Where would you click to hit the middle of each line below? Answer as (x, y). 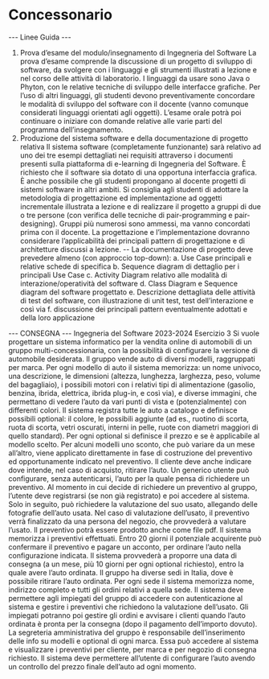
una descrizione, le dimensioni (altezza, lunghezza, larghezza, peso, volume (134, 376)
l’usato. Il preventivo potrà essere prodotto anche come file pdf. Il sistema (130, 529)
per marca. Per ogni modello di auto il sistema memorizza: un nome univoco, (135, 367)
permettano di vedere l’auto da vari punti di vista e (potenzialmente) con (128, 401)
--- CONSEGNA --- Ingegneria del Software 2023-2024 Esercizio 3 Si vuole (134, 333)
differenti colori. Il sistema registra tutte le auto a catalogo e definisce (123, 410)
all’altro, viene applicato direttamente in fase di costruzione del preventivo (130, 453)
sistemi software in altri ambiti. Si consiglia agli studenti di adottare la (134, 189)
